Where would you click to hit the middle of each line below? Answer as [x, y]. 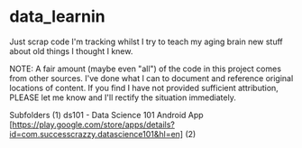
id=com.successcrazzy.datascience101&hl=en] [96, 134]
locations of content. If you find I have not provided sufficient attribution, [144, 88]
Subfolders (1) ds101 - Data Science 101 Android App [107, 115]
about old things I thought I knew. [71, 51]
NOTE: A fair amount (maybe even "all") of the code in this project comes [146, 69]
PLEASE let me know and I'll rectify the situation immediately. [123, 97]
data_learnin [57, 17]
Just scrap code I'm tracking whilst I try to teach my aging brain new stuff [146, 42]
